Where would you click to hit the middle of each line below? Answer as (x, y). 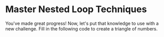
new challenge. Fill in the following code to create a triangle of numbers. (81, 28)
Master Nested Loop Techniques (76, 9)
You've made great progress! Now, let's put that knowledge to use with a (82, 23)
